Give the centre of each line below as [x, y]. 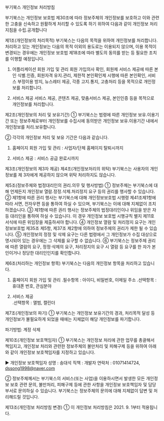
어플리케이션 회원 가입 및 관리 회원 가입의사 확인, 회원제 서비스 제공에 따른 [82, 69]
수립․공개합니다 [33, 30]
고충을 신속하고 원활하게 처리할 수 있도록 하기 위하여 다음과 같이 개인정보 [79, 24]
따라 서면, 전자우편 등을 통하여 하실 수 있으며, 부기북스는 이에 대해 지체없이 [76, 204]
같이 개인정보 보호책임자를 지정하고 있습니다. [53, 352]
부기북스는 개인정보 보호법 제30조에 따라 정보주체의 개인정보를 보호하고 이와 [78, 18]
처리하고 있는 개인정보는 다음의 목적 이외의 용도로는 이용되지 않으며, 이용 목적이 [81, 46]
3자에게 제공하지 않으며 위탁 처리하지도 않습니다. [70, 175]
